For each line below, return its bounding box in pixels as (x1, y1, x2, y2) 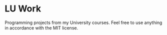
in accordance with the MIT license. (4, 24, 78, 30)
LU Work (4, 3, 41, 14)
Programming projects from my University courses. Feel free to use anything (4, 19, 162, 25)
